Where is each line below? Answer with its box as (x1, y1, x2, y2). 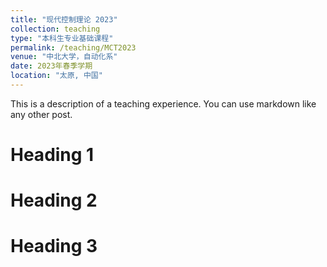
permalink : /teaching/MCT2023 (10, 42, 137, 53)
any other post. (10, 108, 73, 120)
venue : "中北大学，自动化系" (10, 52, 118, 62)
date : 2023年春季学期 (10, 61, 93, 71)
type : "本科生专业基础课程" (10, 33, 114, 43)
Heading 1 (10, 144, 95, 166)
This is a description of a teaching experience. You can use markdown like (10, 97, 317, 110)
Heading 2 (10, 189, 98, 212)
